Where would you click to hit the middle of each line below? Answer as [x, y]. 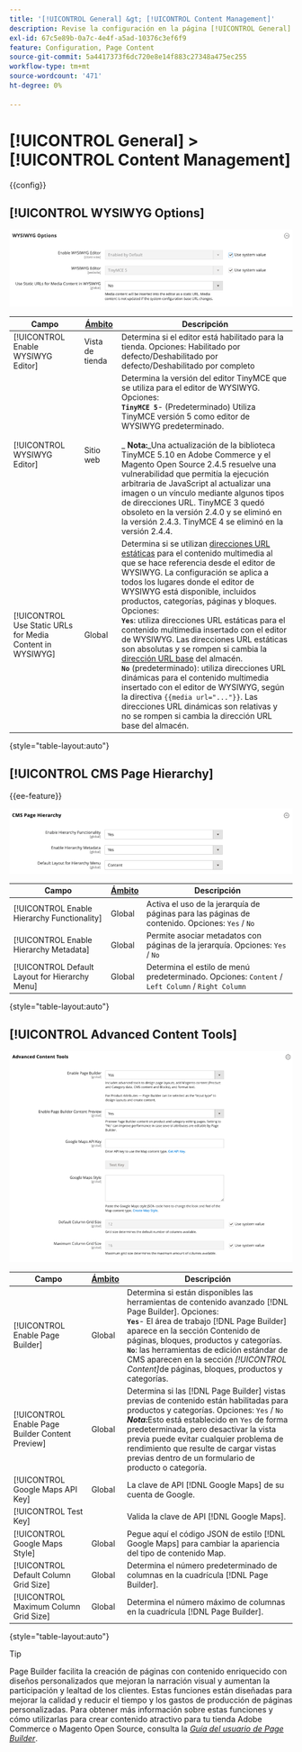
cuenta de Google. [161, 1494]
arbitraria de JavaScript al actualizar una [196, 484]
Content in [32, 644]
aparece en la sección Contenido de [194, 1330]
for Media [31, 634]
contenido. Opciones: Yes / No [200, 922]
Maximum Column [47, 1607]
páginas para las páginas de [198, 913]
